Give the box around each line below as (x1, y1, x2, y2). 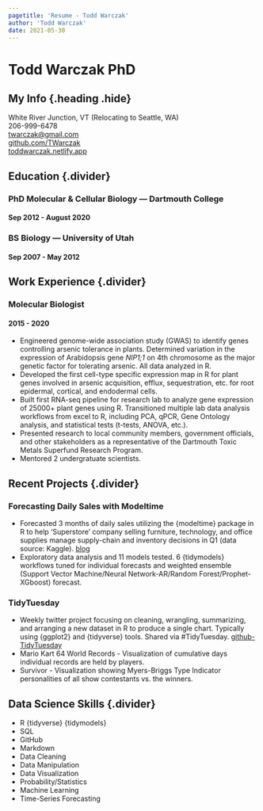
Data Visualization (19, 769, 79, 779)
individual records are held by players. (19, 657, 145, 667)
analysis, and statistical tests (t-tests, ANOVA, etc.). (19, 421, 189, 430)
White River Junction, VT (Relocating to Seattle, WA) (8, 112, 180, 123)
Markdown (19, 744, 55, 753)
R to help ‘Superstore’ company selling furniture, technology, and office (19, 527, 253, 536)
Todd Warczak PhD (8, 60, 136, 78)
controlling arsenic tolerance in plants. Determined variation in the (19, 345, 235, 354)
